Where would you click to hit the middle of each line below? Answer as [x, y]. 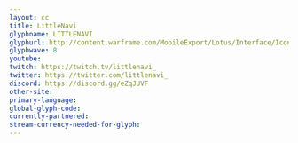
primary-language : [43, 100]
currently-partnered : [49, 116]
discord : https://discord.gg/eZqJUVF [79, 83]
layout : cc [29, 17]
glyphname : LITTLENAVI [51, 34]
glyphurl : [27, 42]
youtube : [25, 59]
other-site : [31, 91]
